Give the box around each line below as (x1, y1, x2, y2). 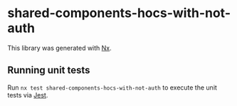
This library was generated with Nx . (7, 43, 112, 52)
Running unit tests (7, 64, 90, 76)
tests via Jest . (7, 90, 48, 99)
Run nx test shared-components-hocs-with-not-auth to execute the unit (7, 83, 217, 92)
